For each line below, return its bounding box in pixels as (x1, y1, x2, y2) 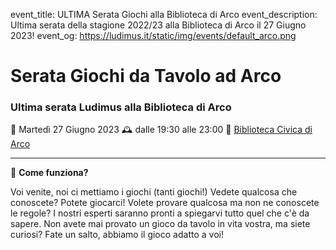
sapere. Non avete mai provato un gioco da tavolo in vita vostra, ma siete (10, 218, 311, 230)
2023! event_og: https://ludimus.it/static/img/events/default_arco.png (10, 30, 297, 41)
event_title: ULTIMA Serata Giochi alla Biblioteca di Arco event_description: (10, 9, 318, 20)
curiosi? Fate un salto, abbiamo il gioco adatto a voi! (10, 229, 224, 241)
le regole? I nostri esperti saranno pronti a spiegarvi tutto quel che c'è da (10, 207, 310, 219)
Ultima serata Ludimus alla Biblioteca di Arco (10, 100, 232, 114)
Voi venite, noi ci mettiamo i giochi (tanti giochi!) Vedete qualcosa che (10, 186, 298, 198)
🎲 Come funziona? (10, 167, 89, 179)
